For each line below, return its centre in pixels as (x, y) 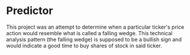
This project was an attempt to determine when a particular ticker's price (95, 27)
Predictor (30, 11)
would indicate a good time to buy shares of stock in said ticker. (84, 46)
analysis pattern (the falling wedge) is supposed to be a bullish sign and (94, 39)
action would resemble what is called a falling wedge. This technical (89, 33)
